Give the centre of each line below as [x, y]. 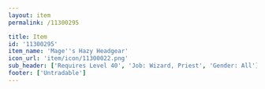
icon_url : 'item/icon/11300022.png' [68, 59]
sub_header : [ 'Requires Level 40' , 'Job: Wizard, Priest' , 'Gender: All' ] [134, 66]
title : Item [28, 37]
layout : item [30, 15]
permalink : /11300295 [44, 23]
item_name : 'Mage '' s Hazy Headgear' [68, 52]
